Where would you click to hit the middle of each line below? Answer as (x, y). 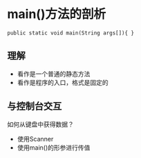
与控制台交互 (35, 107)
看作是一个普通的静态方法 (54, 74)
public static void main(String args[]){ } (71, 33)
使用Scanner (35, 139)
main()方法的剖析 (56, 14)
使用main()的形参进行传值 (54, 147)
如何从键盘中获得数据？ (40, 124)
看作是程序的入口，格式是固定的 (63, 82)
